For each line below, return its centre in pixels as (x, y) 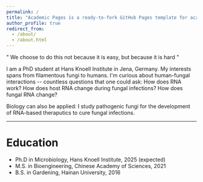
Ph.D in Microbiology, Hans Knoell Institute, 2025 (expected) (90, 159)
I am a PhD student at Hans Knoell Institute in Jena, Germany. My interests (99, 69)
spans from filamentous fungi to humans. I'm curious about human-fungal (98, 75)
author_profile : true (34, 23)
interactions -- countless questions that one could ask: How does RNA (94, 82)
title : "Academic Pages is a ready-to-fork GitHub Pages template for (97, 18)
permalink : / (23, 12)
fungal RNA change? (32, 95)
